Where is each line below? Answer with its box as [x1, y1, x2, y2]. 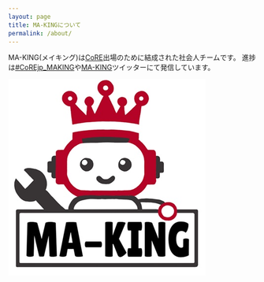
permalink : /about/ [8, 29, 73, 37]
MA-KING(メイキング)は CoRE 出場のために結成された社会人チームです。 [8, 53, 240, 62]
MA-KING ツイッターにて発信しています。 [81, 63, 215, 72]
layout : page [8, 13, 51, 20]
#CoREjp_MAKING [15, 63, 75, 72]
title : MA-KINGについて [8, 20, 81, 29]
